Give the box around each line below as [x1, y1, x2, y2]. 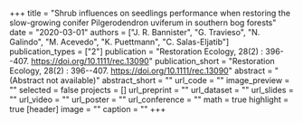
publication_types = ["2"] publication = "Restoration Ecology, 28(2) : [9, 46, 264, 57]
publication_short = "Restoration [155, 56, 276, 66]
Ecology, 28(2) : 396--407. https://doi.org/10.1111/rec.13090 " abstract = [9, 65, 273, 76]
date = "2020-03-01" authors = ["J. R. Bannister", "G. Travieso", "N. [9, 27, 260, 37]
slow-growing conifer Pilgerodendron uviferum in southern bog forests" [9, 17, 277, 28]
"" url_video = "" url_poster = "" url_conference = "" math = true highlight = [9, 94, 289, 105]
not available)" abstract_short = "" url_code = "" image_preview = [45, 75, 290, 85]
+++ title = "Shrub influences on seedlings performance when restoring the [9, 8, 291, 18]
